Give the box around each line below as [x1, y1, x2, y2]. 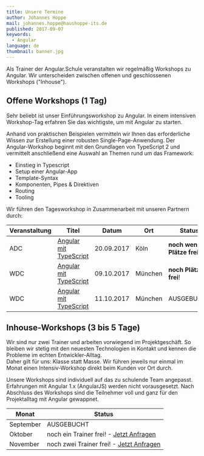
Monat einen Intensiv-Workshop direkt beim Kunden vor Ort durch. [6, 364, 173, 371]
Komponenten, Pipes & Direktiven [15, 181, 99, 188]
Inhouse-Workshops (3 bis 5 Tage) [6, 322, 141, 333]
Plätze [168, 247, 187, 256]
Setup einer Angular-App [15, 168, 78, 175]
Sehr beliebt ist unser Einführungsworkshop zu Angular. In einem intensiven [6, 112, 196, 119]
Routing [15, 187, 35, 195]
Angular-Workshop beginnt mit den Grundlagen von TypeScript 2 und [6, 143, 180, 150]
